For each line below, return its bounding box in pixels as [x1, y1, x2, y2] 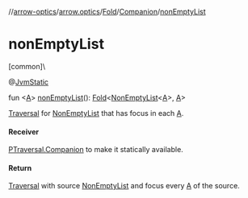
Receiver [8, 126, 39, 136]
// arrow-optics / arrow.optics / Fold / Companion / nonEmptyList [8, 7, 206, 16]
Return [8, 163, 32, 172]
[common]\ [8, 61, 46, 71]
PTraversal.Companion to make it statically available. [8, 145, 183, 155]
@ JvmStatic [8, 76, 49, 87]
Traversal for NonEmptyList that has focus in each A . [8, 108, 184, 118]
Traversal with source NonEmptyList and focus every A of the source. [8, 181, 240, 191]
